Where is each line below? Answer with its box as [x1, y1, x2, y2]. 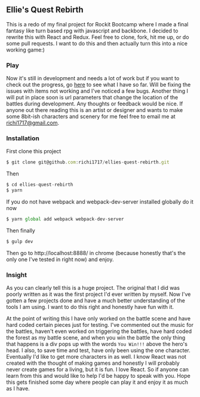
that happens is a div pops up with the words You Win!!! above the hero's [6, 341, 188, 348]
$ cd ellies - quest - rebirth [6, 182, 73, 188]
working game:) [6, 46, 45, 53]
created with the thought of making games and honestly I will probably [6, 359, 180, 367]
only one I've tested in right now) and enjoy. [6, 256, 115, 263]
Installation [6, 134, 40, 143]
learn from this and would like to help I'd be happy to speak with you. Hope [6, 372, 191, 380]
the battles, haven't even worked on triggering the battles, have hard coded [6, 328, 192, 335]
